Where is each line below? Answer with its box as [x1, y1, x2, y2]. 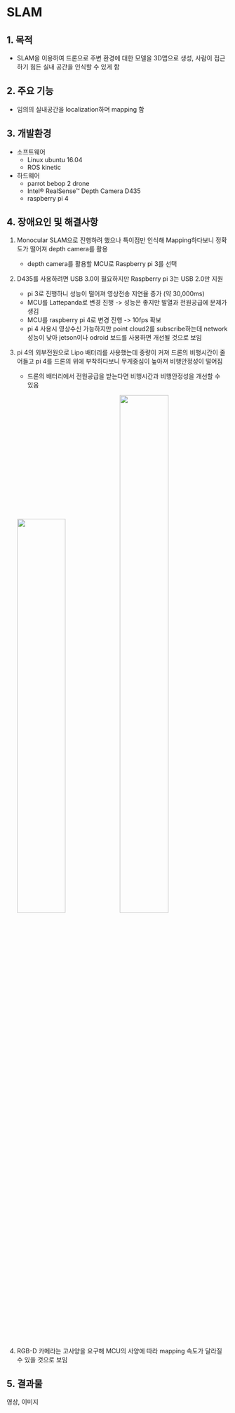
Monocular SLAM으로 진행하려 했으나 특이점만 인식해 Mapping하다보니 [16, 236, 215, 244]
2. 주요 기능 [6, 85, 54, 97]
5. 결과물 [6, 1378, 43, 1390]
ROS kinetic [27, 163, 61, 171]
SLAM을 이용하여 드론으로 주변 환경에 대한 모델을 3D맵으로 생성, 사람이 [16, 54, 213, 62]
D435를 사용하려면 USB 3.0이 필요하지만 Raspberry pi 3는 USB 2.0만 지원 [16, 274, 224, 283]
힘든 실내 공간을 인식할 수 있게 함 [29, 62, 120, 71]
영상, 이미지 [6, 1398, 39, 1406]
